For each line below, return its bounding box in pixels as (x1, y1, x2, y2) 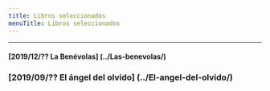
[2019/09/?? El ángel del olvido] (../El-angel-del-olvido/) (8, 72, 233, 83)
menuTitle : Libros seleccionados (8, 19, 121, 27)
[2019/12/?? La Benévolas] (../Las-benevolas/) (8, 52, 166, 61)
